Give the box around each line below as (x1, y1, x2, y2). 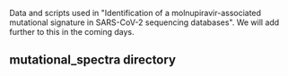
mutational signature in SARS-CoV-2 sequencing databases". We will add (9, 17, 280, 28)
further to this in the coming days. (9, 27, 135, 37)
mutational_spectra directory (9, 53, 177, 68)
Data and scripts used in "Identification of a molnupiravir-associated (9, 8, 262, 18)
